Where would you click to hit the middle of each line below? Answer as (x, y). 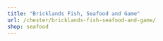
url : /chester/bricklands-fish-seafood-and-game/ (82, 20)
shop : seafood (28, 26)
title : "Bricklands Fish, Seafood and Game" (74, 14)
